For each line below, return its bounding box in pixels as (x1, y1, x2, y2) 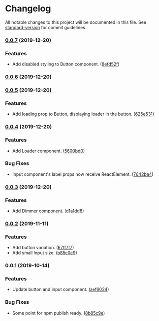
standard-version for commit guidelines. (5, 24, 87, 30)
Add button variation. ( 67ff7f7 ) (12, 245, 74, 251)
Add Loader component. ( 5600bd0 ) (12, 148, 85, 154)
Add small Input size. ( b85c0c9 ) (12, 250, 77, 256)
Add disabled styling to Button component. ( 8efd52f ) (12, 61, 120, 67)
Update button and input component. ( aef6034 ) (12, 287, 109, 292)
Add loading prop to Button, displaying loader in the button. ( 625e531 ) (12, 111, 154, 117)
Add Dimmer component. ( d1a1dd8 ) (12, 208, 84, 214)
